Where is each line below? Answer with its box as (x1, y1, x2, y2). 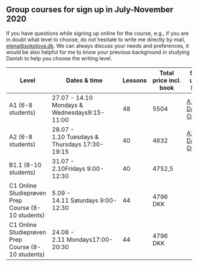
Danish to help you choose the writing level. (6, 54, 113, 61)
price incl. (152, 76, 181, 85)
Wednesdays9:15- (52, 108, 105, 116)
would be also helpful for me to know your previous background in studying (6, 48, 190, 56)
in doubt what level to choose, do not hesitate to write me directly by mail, (6, 35, 186, 43)
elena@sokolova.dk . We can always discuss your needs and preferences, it (6, 42, 189, 49)
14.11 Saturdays (52, 196, 99, 205)
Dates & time (65, 76, 103, 85)
